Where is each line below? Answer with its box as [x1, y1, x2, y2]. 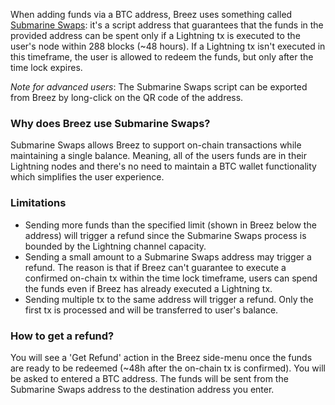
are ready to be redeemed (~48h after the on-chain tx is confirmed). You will [10, 362, 326, 374]
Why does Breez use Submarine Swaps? [10, 116, 211, 130]
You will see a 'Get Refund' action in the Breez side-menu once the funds [10, 351, 313, 363]
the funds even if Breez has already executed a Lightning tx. [24, 282, 273, 294]
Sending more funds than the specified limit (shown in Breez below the [24, 219, 317, 231]
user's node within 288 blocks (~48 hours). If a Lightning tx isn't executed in [10, 40, 326, 52]
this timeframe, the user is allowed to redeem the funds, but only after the [10, 51, 314, 63]
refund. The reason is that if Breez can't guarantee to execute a [24, 261, 287, 273]
